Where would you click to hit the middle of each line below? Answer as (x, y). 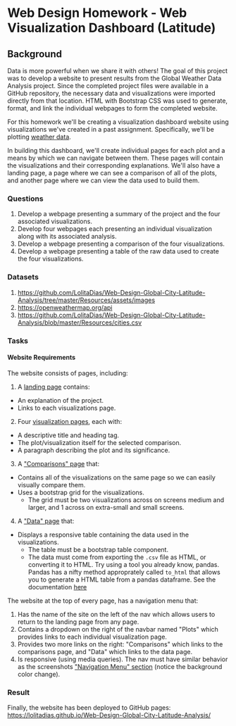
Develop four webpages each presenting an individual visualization (115, 229)
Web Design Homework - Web (97, 13)
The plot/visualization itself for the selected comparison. (99, 442)
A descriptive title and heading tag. (68, 435)
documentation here (57, 587)
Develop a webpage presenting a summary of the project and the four (119, 214)
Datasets (23, 277)
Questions (25, 199)
